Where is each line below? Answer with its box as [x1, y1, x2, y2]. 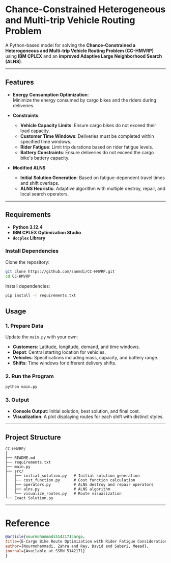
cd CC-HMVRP [5, 274, 31, 279]
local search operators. [20, 190, 69, 197]
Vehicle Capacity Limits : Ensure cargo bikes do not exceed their [20, 122, 156, 128]
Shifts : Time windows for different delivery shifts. [12, 360, 117, 366]
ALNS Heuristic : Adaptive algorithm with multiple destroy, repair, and [20, 185, 165, 191]
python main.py [5, 384, 38, 389]
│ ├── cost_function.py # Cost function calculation [5, 478, 136, 483]
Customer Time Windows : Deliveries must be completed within [20, 133, 154, 139]
